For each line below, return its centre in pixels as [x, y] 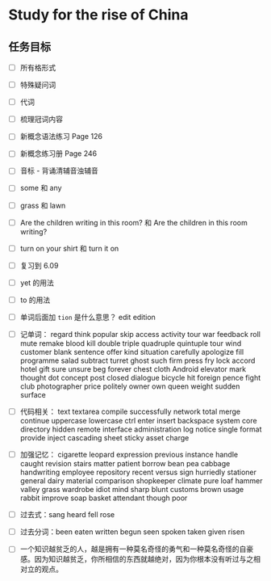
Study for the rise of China [98, 15]
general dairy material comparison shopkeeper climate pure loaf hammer [142, 481]
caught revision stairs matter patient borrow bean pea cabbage [125, 464]
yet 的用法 [37, 282]
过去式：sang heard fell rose [67, 515]
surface [33, 395]
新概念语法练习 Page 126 [61, 137]
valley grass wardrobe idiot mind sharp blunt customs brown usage [132, 490]
